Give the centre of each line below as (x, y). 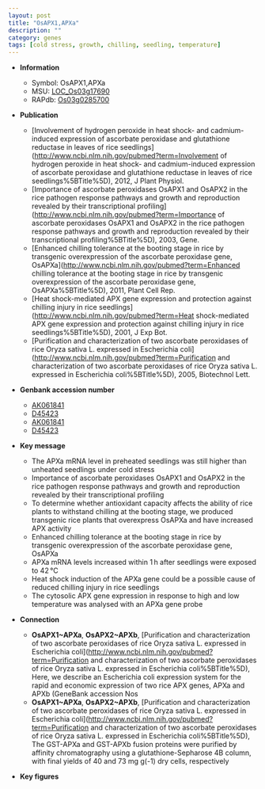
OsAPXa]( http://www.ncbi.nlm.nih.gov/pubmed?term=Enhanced (136, 265)
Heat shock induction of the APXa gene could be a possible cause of (143, 579)
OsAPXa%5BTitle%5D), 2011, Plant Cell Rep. (103, 291)
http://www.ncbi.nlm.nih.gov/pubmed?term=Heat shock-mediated (142, 316)
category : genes (35, 38)
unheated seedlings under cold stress (93, 470)
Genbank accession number (67, 390)
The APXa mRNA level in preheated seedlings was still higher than (139, 461)
